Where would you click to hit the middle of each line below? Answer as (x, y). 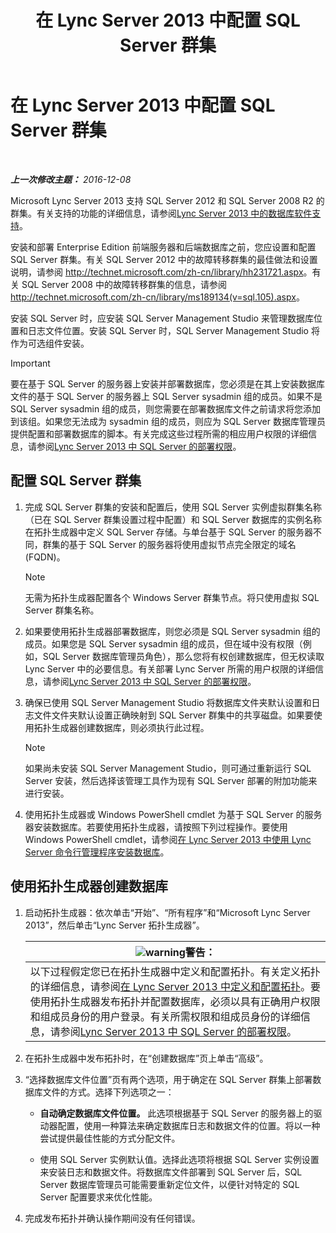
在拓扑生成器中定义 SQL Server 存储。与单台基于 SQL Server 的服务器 (168, 532)
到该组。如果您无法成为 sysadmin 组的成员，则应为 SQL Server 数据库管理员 (168, 421)
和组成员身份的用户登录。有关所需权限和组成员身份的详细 (165, 1016)
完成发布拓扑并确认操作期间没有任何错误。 (112, 1218)
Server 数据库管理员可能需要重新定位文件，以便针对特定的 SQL (169, 1184)
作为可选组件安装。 (50, 343)
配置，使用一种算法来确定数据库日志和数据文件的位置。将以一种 (189, 1125)
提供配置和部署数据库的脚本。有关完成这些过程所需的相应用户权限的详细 (159, 433)
